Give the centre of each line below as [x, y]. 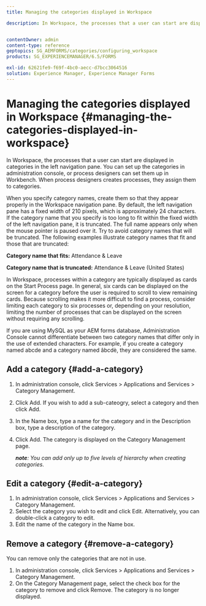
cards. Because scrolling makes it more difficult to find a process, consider [101, 299]
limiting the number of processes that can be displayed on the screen [94, 312]
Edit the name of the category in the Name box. [75, 524]
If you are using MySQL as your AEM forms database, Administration [93, 330]
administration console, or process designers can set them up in [87, 173]
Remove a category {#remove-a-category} [90, 544]
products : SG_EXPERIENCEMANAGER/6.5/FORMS [61, 57]
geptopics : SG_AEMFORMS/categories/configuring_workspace [82, 51]
